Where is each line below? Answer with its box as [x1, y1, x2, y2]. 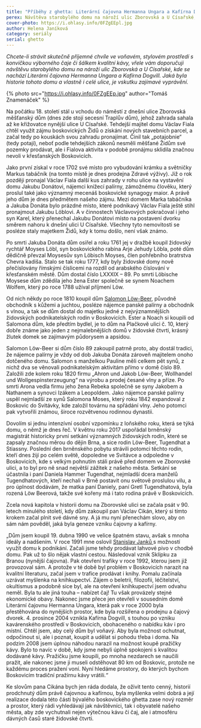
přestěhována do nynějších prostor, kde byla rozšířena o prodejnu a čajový [6, 608, 190, 615]
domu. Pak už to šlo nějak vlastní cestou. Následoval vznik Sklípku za [6, 551, 177, 558]
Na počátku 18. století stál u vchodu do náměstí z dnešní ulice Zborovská [6, 108, 186, 115]
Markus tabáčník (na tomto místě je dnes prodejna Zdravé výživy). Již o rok [6, 170, 193, 177]
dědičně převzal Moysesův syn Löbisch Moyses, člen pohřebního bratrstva [6, 252, 191, 259]
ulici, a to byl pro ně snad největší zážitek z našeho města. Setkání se [6, 464, 177, 471]
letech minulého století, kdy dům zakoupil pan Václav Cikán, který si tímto [6, 507, 187, 515]
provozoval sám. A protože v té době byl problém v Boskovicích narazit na [6, 564, 189, 571]
